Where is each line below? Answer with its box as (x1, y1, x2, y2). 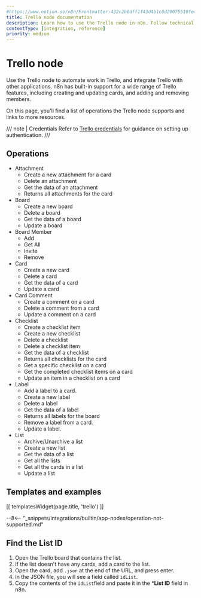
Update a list (23, 469, 56, 477)
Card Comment (14, 291, 53, 299)
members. (6, 96, 32, 103)
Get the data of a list (23, 450, 74, 457)
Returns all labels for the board (23, 412, 100, 419)
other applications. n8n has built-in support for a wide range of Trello (6, 83, 176, 90)
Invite (23, 247, 38, 254)
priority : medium (6, 31, 50, 37)
